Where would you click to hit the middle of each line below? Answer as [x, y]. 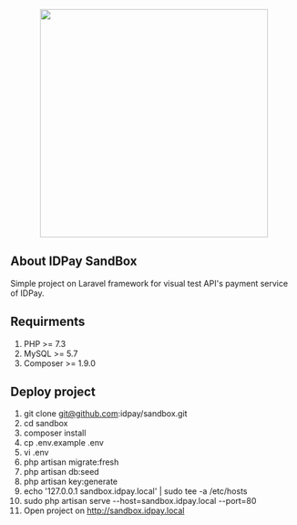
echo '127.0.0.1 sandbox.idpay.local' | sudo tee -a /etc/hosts [135, 491]
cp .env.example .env [63, 443]
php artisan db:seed [61, 472]
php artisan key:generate [71, 482]
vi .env [36, 453]
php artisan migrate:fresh [71, 462]
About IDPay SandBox [74, 262]
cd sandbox [46, 424]
